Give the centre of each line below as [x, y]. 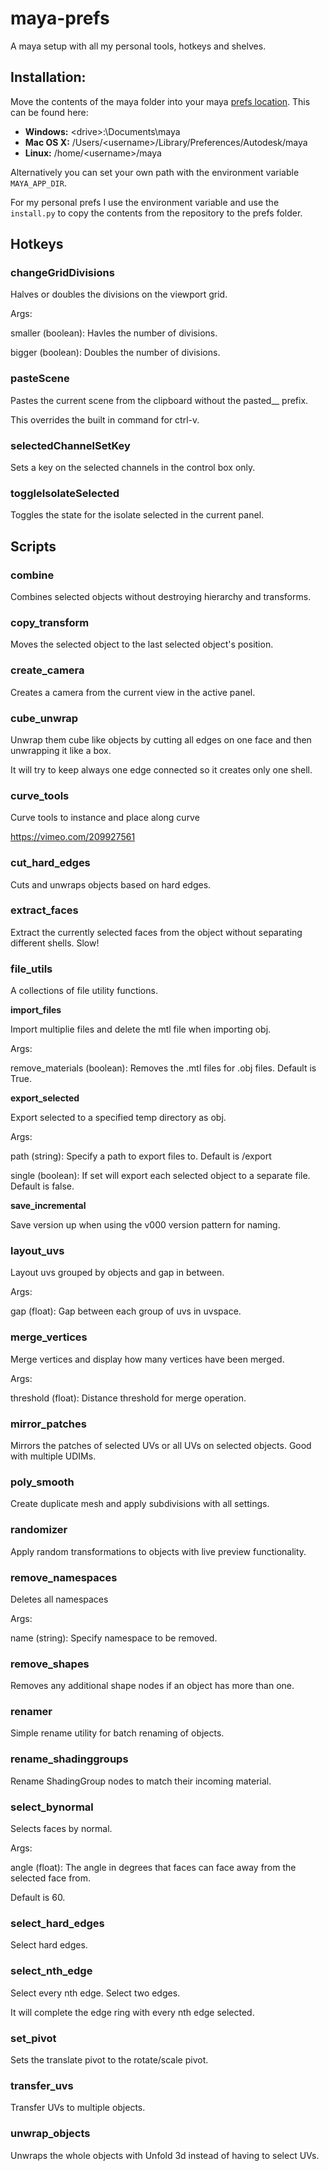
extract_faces [44, 910]
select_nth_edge [51, 1971]
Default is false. [42, 1186]
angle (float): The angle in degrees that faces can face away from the [153, 1868]
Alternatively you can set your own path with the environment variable [155, 172]
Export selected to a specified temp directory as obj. [118, 1118]
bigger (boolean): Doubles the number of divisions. [115, 353]
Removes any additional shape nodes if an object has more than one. [152, 1686]
